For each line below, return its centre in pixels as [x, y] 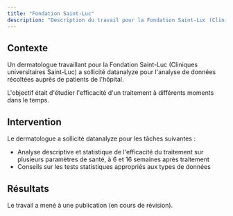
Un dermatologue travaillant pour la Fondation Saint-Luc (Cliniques [103, 65]
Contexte [28, 48]
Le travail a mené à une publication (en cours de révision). [90, 205]
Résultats [28, 189]
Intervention [34, 122]
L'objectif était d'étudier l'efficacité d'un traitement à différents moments [111, 93]
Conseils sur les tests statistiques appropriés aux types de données [114, 167]
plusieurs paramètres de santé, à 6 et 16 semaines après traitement [113, 159]
